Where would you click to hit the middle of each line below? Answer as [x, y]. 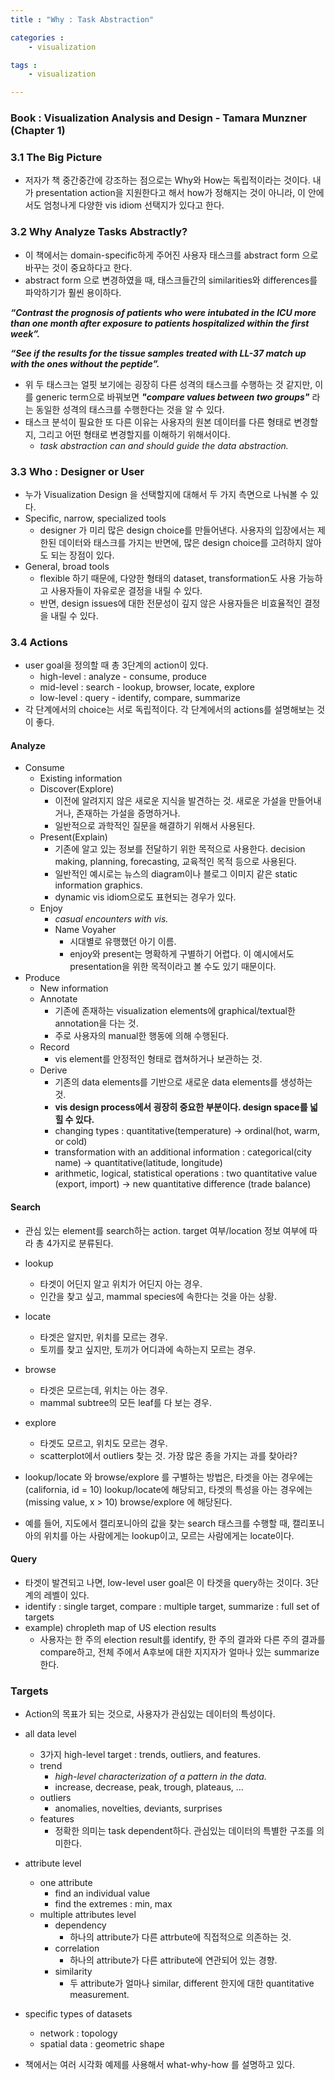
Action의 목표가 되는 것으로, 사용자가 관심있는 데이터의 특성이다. [150, 1714]
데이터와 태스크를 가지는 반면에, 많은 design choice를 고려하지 [180, 542]
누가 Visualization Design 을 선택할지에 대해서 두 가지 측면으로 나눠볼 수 [166, 494]
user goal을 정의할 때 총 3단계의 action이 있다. [116, 665]
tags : [24, 65]
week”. [25, 333]
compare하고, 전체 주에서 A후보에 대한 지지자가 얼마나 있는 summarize [179, 1652]
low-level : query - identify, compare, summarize [140, 698]
